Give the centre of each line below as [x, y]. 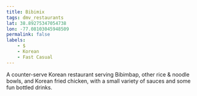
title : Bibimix [26, 12]
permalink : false [28, 35]
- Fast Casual [35, 57]
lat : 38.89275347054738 [36, 23]
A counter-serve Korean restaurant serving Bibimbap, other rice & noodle [98, 74]
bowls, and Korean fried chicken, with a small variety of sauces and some [98, 81]
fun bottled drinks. [29, 87]
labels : [16, 40]
